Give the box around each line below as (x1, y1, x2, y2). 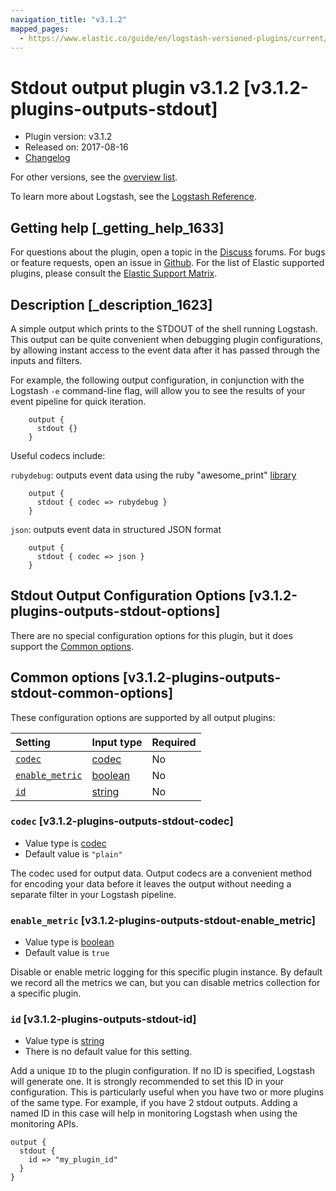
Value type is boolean (24, 936, 115, 948)
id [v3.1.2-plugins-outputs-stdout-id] (10, 1012, 197, 1026)
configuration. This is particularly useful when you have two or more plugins (10, 1086, 325, 1098)
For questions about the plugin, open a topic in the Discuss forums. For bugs (10, 246, 326, 258)
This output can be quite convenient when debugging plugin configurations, (10, 333, 323, 345)
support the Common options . (10, 640, 134, 652)
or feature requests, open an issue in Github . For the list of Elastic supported (10, 257, 325, 269)
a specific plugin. (10, 987, 82, 1000)
